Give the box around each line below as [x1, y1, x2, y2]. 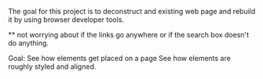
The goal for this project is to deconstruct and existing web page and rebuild [8, 7, 256, 16]
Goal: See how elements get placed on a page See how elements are [8, 54, 232, 63]
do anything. [8, 38, 49, 48]
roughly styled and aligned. [8, 62, 97, 71]
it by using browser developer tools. [8, 15, 124, 24]
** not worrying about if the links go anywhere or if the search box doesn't [8, 31, 250, 39]
